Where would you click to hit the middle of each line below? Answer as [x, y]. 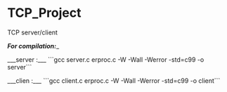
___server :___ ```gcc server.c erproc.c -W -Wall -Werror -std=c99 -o [106, 59]
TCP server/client [33, 32]
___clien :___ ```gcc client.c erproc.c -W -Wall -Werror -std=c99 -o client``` [114, 80]
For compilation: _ [33, 46]
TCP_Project [44, 13]
